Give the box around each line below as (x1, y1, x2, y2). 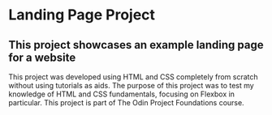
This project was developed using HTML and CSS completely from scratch (8, 72, 258, 82)
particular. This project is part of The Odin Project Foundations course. (8, 98, 245, 107)
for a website (8, 50, 76, 64)
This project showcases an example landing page (8, 38, 264, 52)
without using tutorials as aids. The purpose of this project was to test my (8, 81, 254, 90)
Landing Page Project (8, 6, 156, 24)
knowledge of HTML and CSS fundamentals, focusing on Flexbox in (8, 89, 235, 99)
